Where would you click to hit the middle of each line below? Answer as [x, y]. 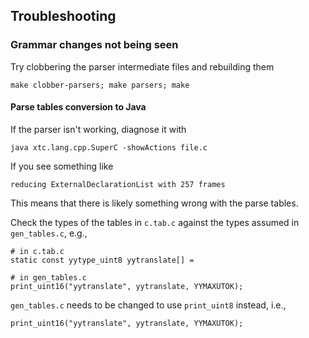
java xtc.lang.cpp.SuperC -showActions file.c [109, 147]
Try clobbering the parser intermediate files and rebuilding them [142, 66]
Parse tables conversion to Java [78, 107]
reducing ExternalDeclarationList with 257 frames [118, 184]
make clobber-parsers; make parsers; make [100, 85]
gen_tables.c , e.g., [49, 233]
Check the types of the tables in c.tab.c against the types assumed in [155, 222]
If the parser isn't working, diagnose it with [98, 129]
